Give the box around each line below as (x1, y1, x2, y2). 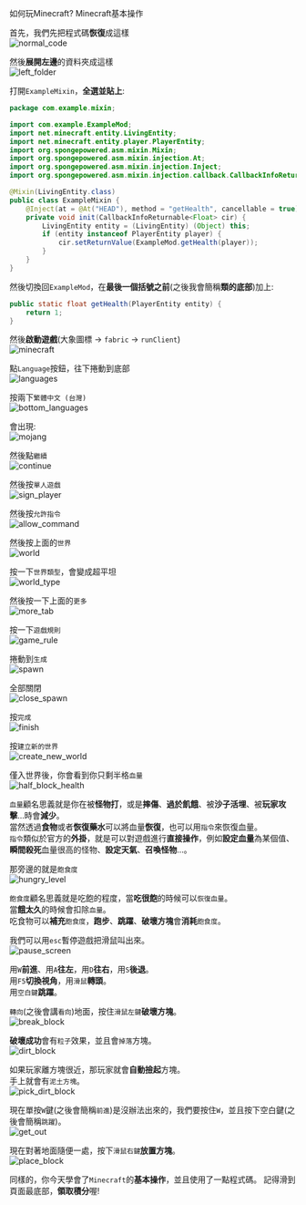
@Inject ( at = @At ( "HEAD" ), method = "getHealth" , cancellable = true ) (25, 204, 300, 213)
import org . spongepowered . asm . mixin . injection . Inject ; (9, 162, 222, 171)
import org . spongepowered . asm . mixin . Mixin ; (9, 145, 178, 155)
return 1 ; (25, 308, 64, 317)
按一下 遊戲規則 (9, 624, 61, 635)
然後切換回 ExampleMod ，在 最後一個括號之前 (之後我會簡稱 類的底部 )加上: (9, 281, 274, 292)
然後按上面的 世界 (9, 537, 71, 549)
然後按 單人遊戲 (9, 479, 61, 490)
